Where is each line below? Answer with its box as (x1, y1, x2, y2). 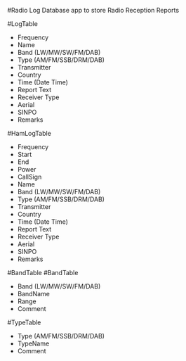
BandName (17, 290, 51, 298)
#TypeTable (7, 318, 41, 327)
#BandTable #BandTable (7, 269, 79, 277)
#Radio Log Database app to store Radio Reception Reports (7, 6, 180, 14)
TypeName (17, 339, 50, 348)
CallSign (17, 172, 42, 181)
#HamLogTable (7, 129, 51, 137)
